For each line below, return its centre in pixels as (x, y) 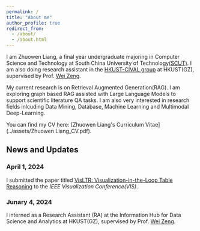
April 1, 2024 (25, 167)
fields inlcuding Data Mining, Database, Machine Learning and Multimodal (98, 106)
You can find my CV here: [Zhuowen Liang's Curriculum (75, 124)
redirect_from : (25, 28)
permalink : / (23, 12)
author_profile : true (33, 23)
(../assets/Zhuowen (30, 131)
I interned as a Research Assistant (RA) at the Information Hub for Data (94, 215)
